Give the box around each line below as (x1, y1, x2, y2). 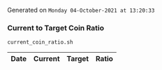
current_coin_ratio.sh (7, 39, 73, 46)
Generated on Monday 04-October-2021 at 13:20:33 (7, 6, 155, 14)
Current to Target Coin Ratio (7, 23, 105, 33)
